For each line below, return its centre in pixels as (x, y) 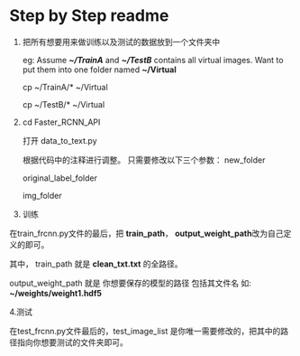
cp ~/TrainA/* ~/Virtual (65, 87)
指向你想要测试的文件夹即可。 (72, 342)
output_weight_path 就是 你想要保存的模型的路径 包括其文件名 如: (131, 283)
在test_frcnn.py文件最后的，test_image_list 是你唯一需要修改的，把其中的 (145, 331)
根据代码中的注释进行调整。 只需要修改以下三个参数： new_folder (144, 160)
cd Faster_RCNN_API (61, 122)
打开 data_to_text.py (59, 140)
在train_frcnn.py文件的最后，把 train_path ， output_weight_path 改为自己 (146, 233)
